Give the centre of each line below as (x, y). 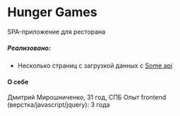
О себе (18, 82)
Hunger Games (52, 12)
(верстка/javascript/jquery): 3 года (59, 105)
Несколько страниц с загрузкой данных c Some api (95, 65)
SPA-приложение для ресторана (56, 32)
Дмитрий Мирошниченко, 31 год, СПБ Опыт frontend (87, 97)
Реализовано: (29, 48)
